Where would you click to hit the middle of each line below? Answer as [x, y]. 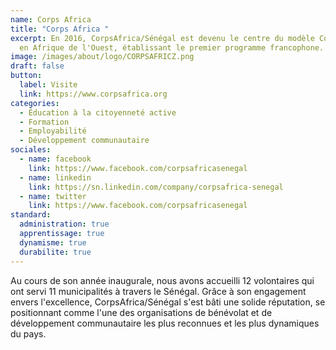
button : [26, 76]
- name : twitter [53, 196]
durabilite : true [55, 252]
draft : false [37, 66]
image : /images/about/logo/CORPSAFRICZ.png [102, 57]
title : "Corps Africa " [60, 29]
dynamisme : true [53, 242]
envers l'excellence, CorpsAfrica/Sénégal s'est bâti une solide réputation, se [168, 302]
